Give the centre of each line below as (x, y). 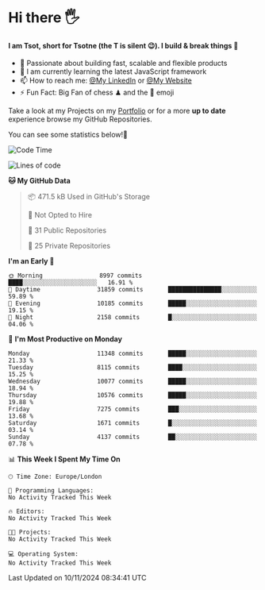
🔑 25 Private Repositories (69, 246)
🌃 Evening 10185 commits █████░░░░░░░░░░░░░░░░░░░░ (133, 304)
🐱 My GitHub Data (40, 181)
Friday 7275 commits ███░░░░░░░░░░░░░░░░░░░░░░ (133, 409)
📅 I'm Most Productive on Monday (65, 339)
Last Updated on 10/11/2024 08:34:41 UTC (77, 578)
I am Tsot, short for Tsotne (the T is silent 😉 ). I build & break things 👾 (123, 45)
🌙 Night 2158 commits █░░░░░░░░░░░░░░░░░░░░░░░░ (133, 318)
